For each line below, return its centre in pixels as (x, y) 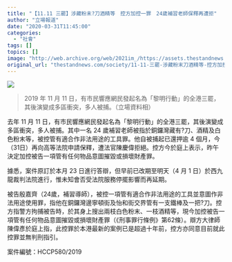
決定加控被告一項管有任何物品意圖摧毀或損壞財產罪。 (83, 156)
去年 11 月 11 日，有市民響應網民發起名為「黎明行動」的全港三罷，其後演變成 (115, 121)
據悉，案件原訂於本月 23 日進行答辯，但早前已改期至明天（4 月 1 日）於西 (112, 170)
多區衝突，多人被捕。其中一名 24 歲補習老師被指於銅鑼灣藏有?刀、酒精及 (111, 130)
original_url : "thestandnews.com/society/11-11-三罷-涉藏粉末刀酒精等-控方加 (115, 65)
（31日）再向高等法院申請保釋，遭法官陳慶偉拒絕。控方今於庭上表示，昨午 (113, 147)
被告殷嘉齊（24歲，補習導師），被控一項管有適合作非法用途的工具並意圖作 (112, 194)
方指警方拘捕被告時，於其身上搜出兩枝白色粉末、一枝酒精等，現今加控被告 (113, 211)
